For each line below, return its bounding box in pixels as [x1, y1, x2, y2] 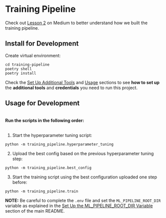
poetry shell [5, 66, 32, 71]
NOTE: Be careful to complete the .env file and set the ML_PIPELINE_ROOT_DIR [5, 197, 161, 203]
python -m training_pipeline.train [5, 189, 79, 194]
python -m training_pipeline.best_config [5, 165, 92, 170]
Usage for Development [5, 99, 80, 107]
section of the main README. [5, 208, 65, 214]
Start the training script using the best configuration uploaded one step [12, 174, 157, 180]
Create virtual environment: [5, 52, 61, 58]
